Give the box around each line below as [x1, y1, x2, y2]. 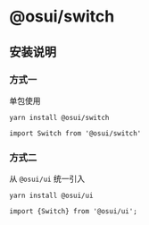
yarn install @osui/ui [9, 191, 94, 201]
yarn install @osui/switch [9, 113, 110, 122]
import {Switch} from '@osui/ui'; [9, 207, 138, 216]
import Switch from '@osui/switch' [9, 128, 142, 138]
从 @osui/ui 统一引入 [9, 173, 86, 185]
